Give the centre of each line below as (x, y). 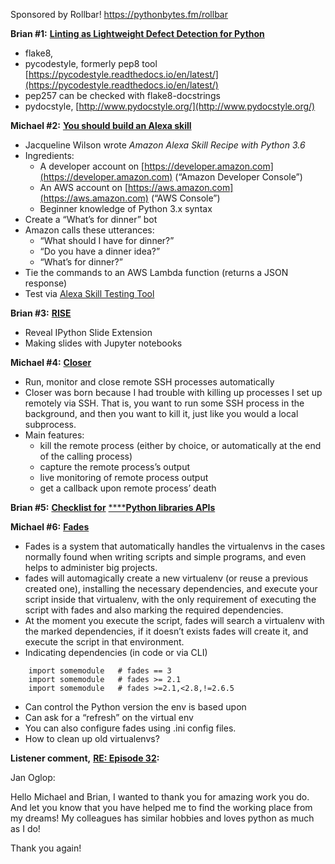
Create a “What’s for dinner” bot (91, 219)
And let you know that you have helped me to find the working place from (161, 807)
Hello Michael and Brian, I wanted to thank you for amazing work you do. (160, 797)
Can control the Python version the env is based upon (135, 707)
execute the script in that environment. (104, 642)
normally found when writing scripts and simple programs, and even (165, 557)
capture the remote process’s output (115, 467)
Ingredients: (49, 155)
